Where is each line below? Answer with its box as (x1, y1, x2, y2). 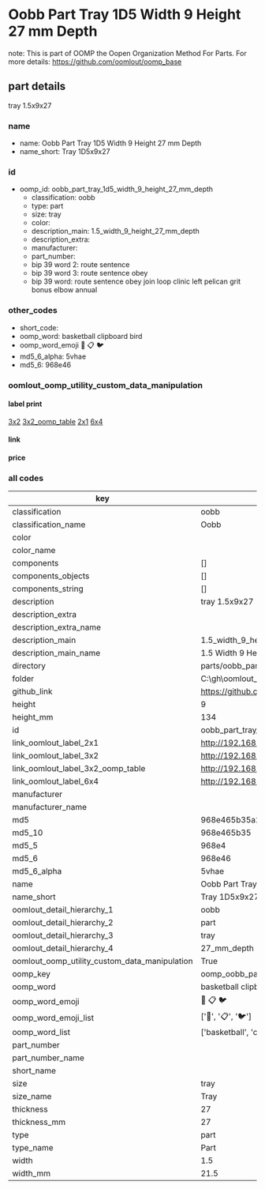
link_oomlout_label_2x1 (12, 737, 99, 748)
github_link (12, 686, 53, 697)
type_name (12, 1142, 54, 1153)
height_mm (12, 712, 54, 723)
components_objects (12, 570, 90, 581)
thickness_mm (12, 1116, 66, 1127)
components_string (12, 583, 84, 594)
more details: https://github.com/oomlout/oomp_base (8, 57, 182, 66)
